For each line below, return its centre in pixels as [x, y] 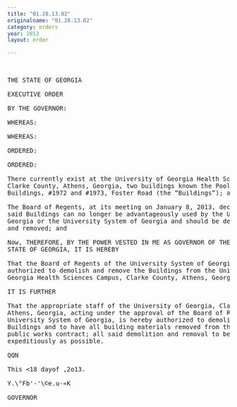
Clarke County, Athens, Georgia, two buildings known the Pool [119, 186]
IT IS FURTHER [32, 292]
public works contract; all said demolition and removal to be [119, 334]
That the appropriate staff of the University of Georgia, [112, 306]
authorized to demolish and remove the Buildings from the [112, 271]
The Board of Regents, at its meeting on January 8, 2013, [112, 207]
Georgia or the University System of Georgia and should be [114, 221]
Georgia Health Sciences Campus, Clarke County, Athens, [108, 278]
